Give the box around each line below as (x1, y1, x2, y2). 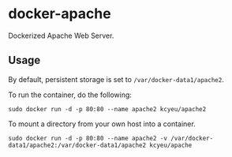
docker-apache (8, 5, 112, 23)
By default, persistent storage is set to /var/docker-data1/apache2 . (8, 74, 225, 84)
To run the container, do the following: (8, 90, 133, 99)
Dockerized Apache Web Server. (8, 31, 114, 40)
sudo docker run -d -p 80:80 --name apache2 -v (8, 134, 168, 142)
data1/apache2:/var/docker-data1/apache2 (8, 141, 147, 149)
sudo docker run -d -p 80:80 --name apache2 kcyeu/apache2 (8, 105, 207, 113)
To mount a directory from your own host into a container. (8, 119, 196, 129)
